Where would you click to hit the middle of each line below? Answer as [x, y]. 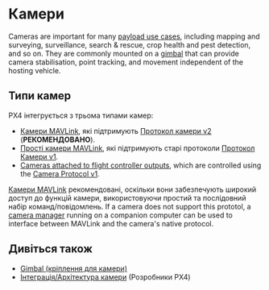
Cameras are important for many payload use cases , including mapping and [134, 36]
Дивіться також [50, 249]
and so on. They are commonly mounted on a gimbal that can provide [124, 53]
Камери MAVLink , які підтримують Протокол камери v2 [116, 130]
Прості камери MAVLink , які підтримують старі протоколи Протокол [137, 148]
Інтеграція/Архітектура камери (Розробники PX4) [105, 277]
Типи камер [40, 96]
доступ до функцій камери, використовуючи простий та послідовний [127, 197]
